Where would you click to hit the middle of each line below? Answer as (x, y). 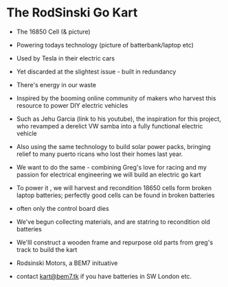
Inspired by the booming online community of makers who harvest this (116, 98)
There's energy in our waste (56, 84)
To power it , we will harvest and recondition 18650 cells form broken (114, 187)
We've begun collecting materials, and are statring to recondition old (113, 222)
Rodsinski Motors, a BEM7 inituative (67, 263)
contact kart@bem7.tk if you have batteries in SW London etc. (104, 276)
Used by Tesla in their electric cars (65, 58)
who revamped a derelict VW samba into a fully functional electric (110, 126)
